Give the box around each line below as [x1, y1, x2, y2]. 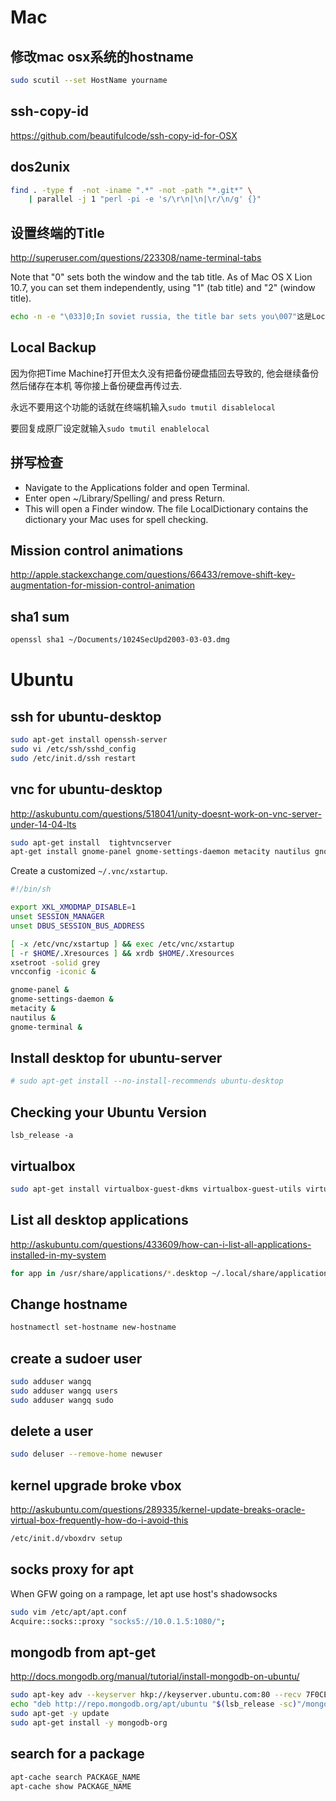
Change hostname [10, 1296, 128, 1313]
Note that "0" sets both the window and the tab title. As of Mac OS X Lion [10, 271, 313, 283]
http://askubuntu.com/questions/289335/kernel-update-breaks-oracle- [10, 1504, 306, 1516]
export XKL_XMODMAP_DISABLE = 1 [10, 902, 137, 913]
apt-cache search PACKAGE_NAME [10, 1772, 141, 1782]
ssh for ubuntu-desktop [10, 708, 162, 725]
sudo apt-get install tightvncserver [10, 837, 172, 848]
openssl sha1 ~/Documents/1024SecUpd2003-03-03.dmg [10, 635, 230, 645]
